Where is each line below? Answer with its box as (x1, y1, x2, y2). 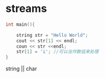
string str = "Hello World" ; (16, 32, 88, 38)
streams (5, 2, 47, 15)
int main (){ (5, 21, 35, 27)
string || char (5, 65, 37, 73)
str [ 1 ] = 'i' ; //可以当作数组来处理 (16, 49, 99, 55)
